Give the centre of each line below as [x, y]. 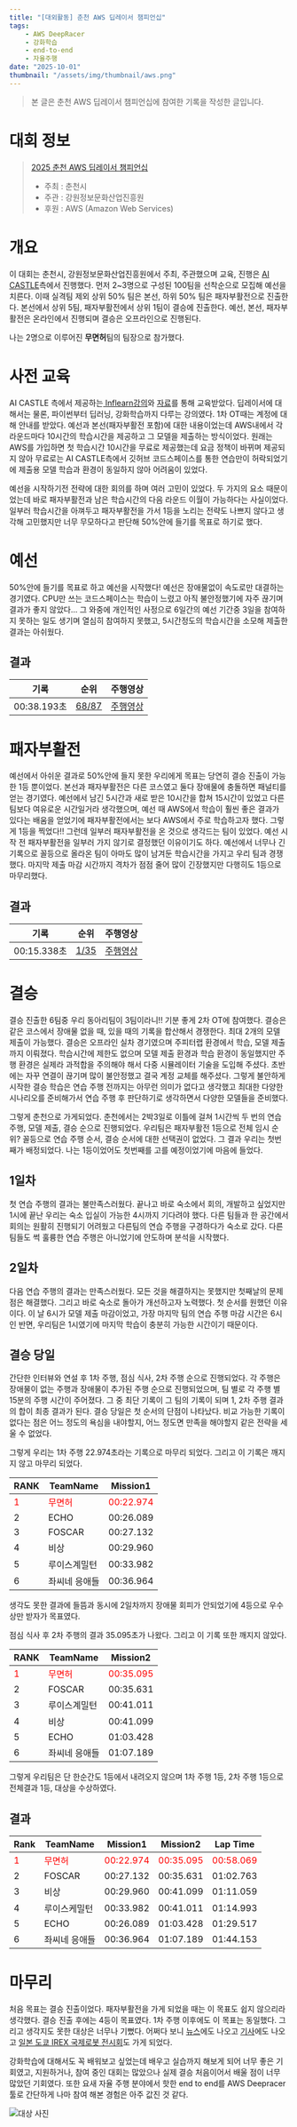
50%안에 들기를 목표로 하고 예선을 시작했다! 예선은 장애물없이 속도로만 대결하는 [147, 587]
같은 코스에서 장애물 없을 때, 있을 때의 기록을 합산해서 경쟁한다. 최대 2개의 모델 [145, 1031]
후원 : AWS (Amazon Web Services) [109, 208]
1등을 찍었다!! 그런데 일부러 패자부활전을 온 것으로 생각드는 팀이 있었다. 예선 [148, 831]
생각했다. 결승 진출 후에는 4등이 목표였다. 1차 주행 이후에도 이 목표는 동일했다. [143, 2020]
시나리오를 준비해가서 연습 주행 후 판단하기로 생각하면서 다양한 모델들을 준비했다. [149, 1098]
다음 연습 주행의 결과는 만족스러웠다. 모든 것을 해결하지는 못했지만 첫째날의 [138, 1291]
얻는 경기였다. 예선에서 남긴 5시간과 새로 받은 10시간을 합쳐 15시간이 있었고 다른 [147, 798]
